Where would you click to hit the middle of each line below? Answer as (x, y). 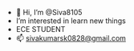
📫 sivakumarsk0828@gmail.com (71, 38)
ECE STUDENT (41, 29)
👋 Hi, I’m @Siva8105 (49, 12)
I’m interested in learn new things (71, 21)
